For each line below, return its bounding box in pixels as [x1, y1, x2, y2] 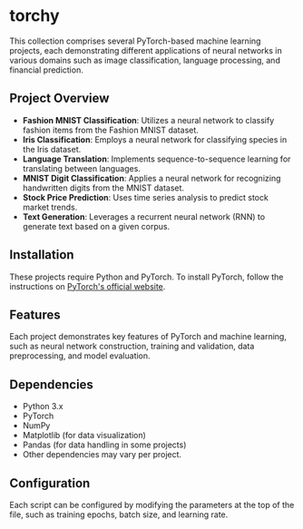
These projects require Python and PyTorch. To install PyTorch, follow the [9, 271, 284, 282]
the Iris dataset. [22, 143, 82, 154]
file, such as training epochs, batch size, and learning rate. [9, 509, 229, 520]
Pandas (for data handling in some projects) [22, 439, 187, 450]
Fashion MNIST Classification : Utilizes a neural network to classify [22, 114, 275, 125]
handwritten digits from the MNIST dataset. [22, 182, 184, 193]
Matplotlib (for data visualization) [22, 430, 147, 441]
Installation [9, 247, 74, 263]
